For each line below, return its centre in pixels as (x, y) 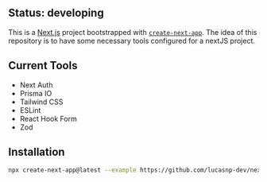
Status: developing (56, 13)
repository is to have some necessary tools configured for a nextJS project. (132, 41)
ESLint (30, 110)
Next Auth (36, 85)
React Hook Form (48, 118)
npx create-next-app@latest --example (72, 170)
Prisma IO (36, 93)
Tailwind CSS (41, 102)
